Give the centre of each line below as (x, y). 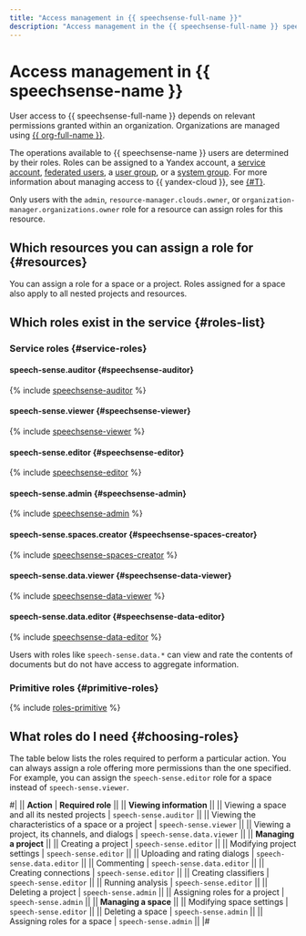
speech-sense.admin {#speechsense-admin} (98, 493)
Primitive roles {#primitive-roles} (84, 687)
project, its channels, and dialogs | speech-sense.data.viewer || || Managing (152, 834)
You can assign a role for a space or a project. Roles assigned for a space (148, 284)
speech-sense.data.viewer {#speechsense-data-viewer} (121, 576)
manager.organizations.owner (65, 211)
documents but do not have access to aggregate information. (124, 664)
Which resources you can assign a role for (132, 247)
